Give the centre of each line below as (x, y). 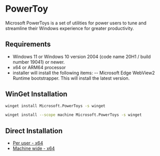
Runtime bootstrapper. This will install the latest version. (71, 78)
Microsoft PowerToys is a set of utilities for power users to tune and (76, 23)
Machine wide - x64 (34, 148)
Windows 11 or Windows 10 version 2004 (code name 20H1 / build (82, 56)
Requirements (28, 44)
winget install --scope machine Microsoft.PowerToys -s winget (74, 115)
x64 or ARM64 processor (39, 67)
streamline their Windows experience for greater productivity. (70, 28)
